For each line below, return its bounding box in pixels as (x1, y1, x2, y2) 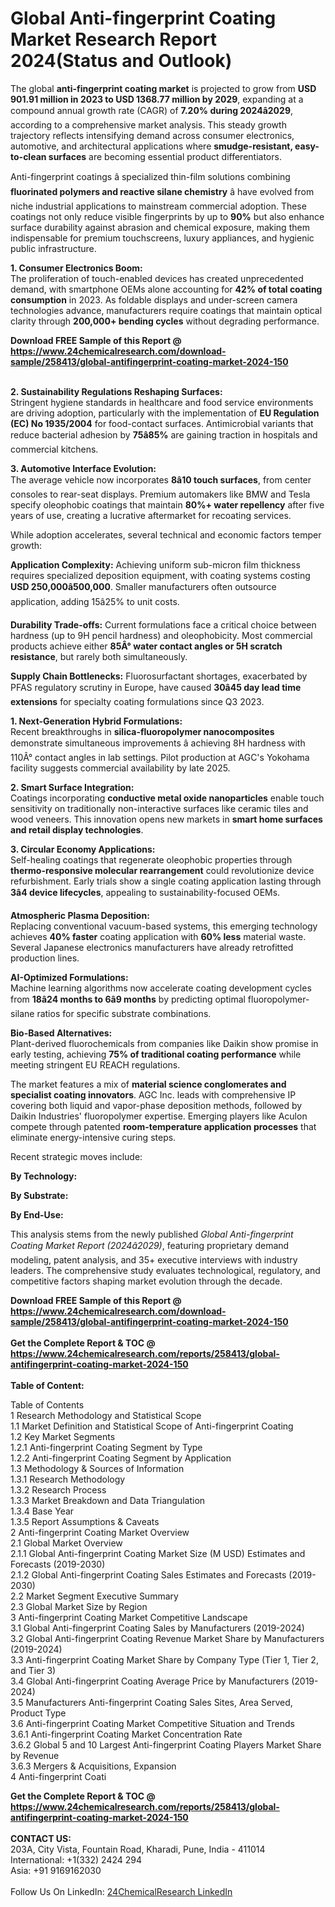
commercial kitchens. (10, 443, 99, 455)
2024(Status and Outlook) (10, 50, 233, 72)
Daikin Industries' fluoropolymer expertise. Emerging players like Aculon (10, 1110, 308, 1122)
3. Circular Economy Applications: (10, 843, 156, 855)
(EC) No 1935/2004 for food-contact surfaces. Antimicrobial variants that (10, 417, 314, 429)
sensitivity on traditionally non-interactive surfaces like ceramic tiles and (10, 802, 309, 814)
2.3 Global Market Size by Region (10, 1600, 148, 1612)
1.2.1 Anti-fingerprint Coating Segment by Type (10, 1441, 203, 1453)
